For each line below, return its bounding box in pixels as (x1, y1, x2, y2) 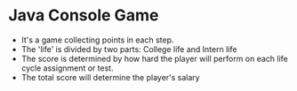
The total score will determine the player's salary (20, 72, 201, 82)
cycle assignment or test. (20, 63, 114, 73)
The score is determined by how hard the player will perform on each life (20, 53, 288, 64)
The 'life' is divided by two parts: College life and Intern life (20, 43, 237, 54)
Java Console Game (8, 5, 159, 26)
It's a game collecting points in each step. (20, 34, 174, 45)
